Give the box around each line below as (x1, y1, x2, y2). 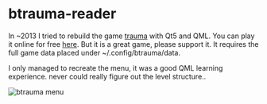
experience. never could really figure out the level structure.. (8, 71, 207, 81)
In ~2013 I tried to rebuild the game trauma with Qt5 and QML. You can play (8, 31, 255, 40)
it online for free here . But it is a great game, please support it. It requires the (8, 39, 259, 48)
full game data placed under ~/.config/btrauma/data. (8, 48, 181, 57)
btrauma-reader (8, 5, 117, 23)
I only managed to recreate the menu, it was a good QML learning (8, 63, 223, 72)
